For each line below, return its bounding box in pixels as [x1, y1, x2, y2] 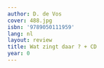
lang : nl [7, 30, 33, 38]
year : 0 [7, 50, 31, 57]
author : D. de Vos [7, 10, 62, 18]
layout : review [7, 37, 53, 44]
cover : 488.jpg [7, 17, 53, 24]
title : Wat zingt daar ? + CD [7, 43, 98, 50]
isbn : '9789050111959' [7, 23, 75, 30]
